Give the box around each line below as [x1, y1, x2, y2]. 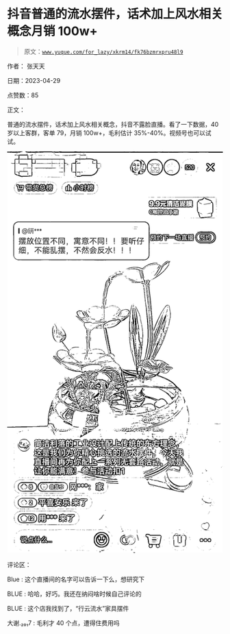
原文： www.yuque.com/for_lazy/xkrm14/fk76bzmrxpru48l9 [23, 47, 183, 56]
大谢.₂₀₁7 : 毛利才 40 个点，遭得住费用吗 [7, 619, 120, 627]
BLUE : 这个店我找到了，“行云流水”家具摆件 [7, 605, 129, 613]
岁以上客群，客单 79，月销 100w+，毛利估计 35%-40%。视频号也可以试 [7, 128, 212, 137]
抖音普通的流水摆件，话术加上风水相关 [7, 6, 224, 22]
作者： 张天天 [7, 62, 45, 70]
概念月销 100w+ [7, 23, 98, 39]
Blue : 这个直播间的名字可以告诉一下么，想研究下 [7, 575, 145, 583]
